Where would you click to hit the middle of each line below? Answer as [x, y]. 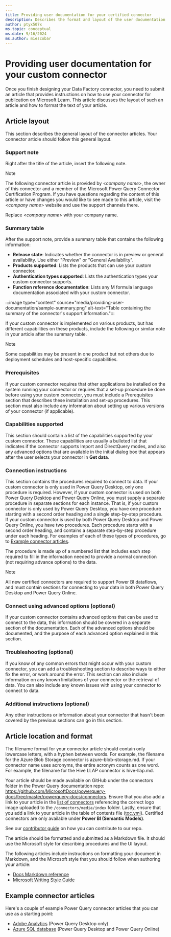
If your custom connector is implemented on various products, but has [79, 323]
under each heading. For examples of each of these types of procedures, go [86, 536]
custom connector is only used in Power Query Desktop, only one [74, 487]
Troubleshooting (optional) [39, 652]
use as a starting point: [29, 913]
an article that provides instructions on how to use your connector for [78, 94]
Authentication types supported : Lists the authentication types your [85, 276]
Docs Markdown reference [41, 874]
